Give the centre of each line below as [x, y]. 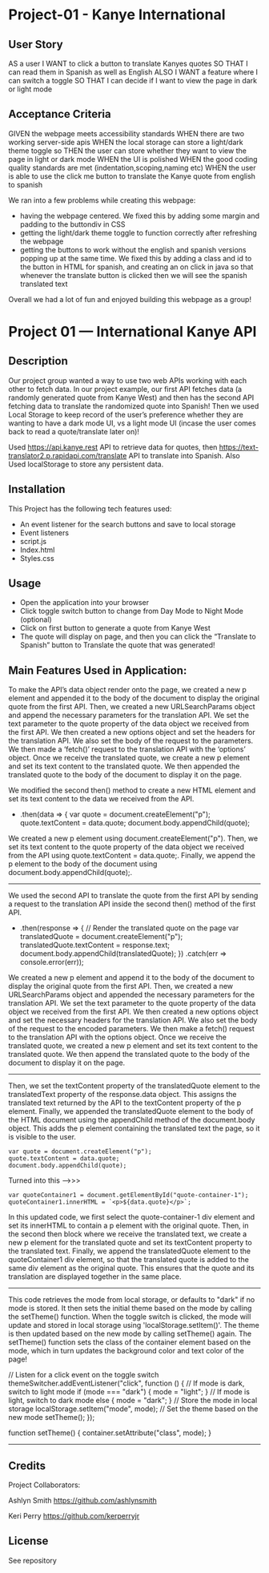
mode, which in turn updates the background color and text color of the [126, 1351]
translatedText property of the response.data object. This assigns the [123, 1095]
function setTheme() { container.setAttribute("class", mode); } [110, 1433]
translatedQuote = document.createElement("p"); [101, 937]
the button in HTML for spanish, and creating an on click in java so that [137, 267]
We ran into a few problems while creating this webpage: [102, 200]
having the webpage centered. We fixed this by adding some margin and [140, 216]
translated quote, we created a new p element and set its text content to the [133, 1046]
